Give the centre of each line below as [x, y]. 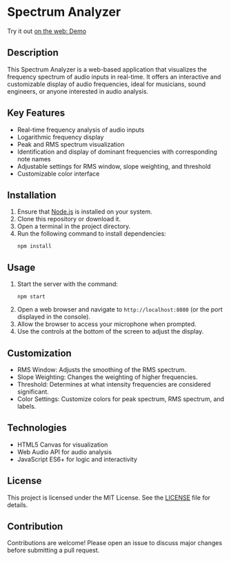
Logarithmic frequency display [60, 137]
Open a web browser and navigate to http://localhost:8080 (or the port [120, 309]
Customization [40, 353]
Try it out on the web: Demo [47, 31]
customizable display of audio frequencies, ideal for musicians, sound [107, 84]
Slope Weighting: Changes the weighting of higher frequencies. [107, 377]
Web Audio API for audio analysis [64, 451]
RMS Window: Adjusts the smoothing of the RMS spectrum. [102, 370]
